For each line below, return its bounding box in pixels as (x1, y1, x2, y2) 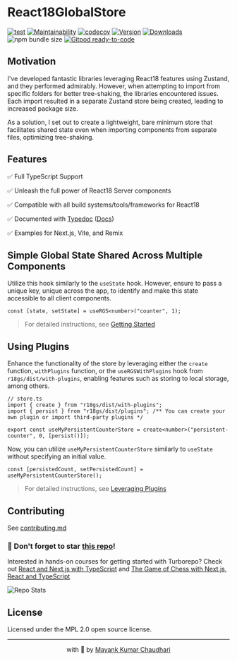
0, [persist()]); (38, 432, 90, 439)
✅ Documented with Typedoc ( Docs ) (7, 214, 114, 223)
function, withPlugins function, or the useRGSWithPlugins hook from (7, 367, 203, 375)
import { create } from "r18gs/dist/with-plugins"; (7, 401, 162, 409)
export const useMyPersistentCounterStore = (7, 426, 140, 434)
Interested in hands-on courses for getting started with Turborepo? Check (7, 557, 223, 566)
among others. (7, 382, 50, 390)
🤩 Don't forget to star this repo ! (7, 541, 116, 551)
